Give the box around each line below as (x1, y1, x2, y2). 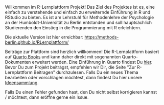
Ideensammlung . (5, 80, 39, 86)
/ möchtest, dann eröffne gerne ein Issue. (5, 94, 89, 100)
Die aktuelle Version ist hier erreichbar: (5, 34, 84, 40)
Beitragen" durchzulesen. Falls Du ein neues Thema (33, 70, 139, 75)
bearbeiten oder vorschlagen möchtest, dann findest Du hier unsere (5, 75, 142, 80)
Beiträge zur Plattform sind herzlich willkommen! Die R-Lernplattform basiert (5, 49, 159, 54)
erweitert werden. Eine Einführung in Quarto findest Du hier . (31, 59, 153, 65)
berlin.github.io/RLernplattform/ (5, 39, 69, 45)
